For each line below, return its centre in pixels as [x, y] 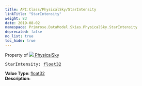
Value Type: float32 [25, 73]
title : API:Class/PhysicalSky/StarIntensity [51, 9]
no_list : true [19, 37]
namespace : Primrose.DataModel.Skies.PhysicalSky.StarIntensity [71, 27]
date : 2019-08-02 [23, 23]
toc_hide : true [20, 41]
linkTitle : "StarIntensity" [33, 14]
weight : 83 [16, 18]
